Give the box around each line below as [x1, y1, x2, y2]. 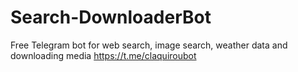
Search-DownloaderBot [10, 6, 212, 29]
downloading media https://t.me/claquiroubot [10, 49, 197, 61]
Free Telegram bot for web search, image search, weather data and [10, 39, 288, 51]
